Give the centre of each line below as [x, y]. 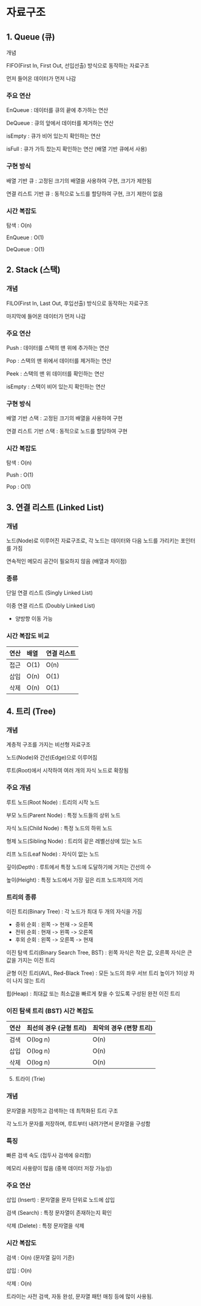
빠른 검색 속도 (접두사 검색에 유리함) [49, 1155]
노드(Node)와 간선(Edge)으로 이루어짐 [52, 758]
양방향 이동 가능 [34, 619]
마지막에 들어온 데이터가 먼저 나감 [46, 316]
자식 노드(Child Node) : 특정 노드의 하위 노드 [59, 828]
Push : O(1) [20, 475]
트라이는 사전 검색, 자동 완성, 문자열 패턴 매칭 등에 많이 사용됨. [80, 1296]
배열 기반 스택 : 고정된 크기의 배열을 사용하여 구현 [65, 418]
